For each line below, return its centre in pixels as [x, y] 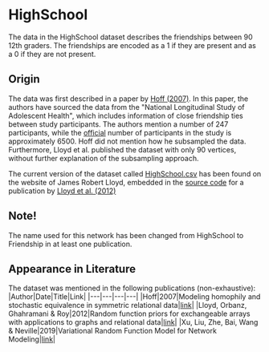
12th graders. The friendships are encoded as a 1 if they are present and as [132, 45]
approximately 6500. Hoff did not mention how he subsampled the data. [127, 141]
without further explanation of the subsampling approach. [104, 158]
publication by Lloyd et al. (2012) [62, 191]
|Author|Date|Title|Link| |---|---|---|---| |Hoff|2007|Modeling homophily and [134, 297]
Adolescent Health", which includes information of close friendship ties [126, 115]
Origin [24, 79]
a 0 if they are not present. [52, 54]
